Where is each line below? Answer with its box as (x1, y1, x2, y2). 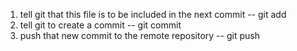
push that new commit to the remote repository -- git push (19, 30, 260, 41)
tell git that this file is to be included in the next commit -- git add (19, 9, 287, 20)
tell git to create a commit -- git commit (19, 19, 182, 31)
